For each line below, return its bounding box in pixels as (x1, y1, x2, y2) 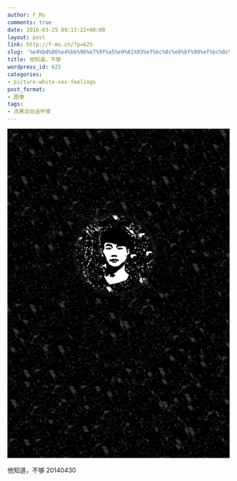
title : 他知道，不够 (7, 56, 61, 63)
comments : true (7, 18, 52, 26)
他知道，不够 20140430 (7, 465, 76, 474)
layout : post (7, 34, 46, 41)
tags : (7, 101, 23, 108)
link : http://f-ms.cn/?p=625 (7, 41, 93, 49)
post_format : (7, 85, 46, 93)
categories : (7, 71, 42, 78)
